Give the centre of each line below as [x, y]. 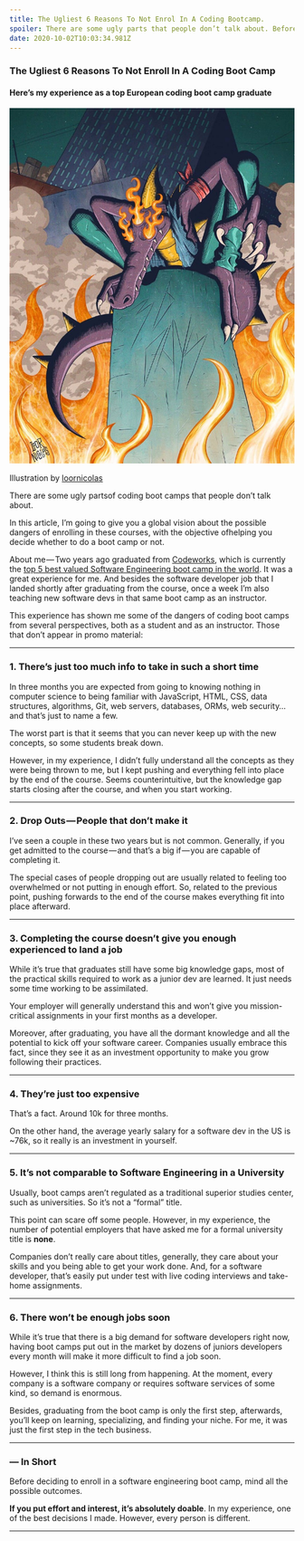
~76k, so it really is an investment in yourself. [94, 1141]
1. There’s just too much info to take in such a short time [134, 667]
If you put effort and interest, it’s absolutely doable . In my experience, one [150, 1508]
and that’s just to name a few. [64, 715]
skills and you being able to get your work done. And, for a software [136, 1266]
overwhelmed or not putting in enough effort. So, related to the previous [143, 886]
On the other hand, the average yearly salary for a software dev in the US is [150, 1131]
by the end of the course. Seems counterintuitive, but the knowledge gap [146, 780]
